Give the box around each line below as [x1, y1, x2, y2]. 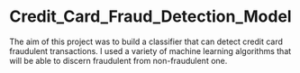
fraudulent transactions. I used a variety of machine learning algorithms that [9, 45, 292, 56]
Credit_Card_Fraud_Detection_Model [9, 6, 292, 27]
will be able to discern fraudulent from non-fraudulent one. [9, 55, 228, 66]
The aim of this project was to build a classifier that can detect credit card [9, 36, 284, 47]
